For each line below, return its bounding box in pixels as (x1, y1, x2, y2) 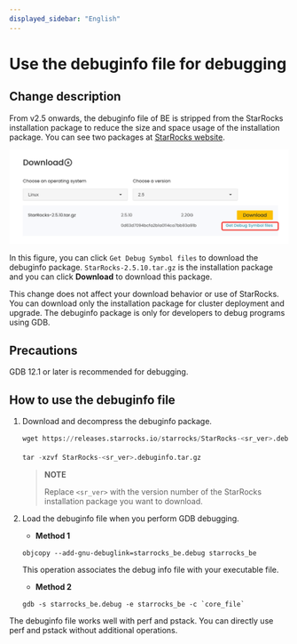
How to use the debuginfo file (9, 392, 176, 407)
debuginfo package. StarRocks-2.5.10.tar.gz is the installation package (9, 262, 273, 273)
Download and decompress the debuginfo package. (21, 416, 213, 427)
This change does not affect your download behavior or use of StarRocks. (9, 289, 279, 300)
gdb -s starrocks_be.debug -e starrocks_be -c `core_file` (21, 600, 246, 608)
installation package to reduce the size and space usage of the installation (9, 122, 281, 133)
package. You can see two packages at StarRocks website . (9, 132, 226, 142)
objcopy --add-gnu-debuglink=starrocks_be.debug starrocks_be (21, 548, 257, 558)
